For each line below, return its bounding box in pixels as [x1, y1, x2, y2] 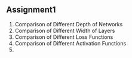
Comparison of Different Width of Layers [14, 27, 115, 34]
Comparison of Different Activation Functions [14, 39, 127, 47]
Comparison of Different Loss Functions [14, 33, 113, 41]
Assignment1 [6, 5, 56, 15]
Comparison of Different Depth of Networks [14, 20, 123, 28]
